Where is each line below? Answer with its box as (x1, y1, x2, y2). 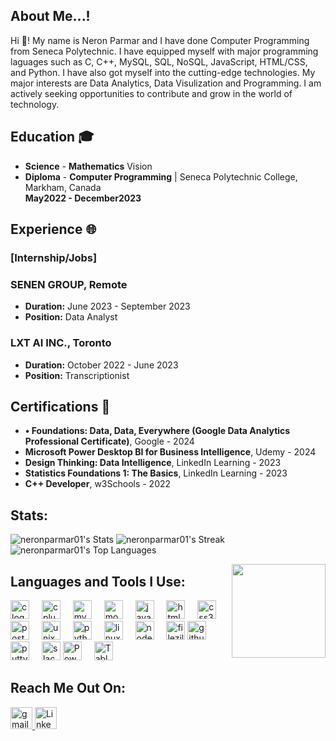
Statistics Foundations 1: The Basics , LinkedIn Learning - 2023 (24, 467, 288, 479)
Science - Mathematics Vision (24, 160, 153, 172)
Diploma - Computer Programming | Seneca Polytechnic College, (24, 170, 298, 183)
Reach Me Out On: (10, 680, 127, 697)
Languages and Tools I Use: (10, 573, 186, 590)
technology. (10, 98, 60, 110)
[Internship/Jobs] (10, 250, 98, 264)
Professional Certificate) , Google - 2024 (24, 435, 195, 448)
